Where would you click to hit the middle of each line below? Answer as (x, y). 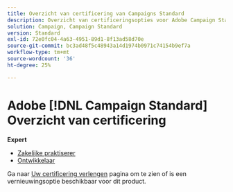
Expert (17, 139)
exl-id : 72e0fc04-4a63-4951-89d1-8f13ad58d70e (76, 40)
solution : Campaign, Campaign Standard (65, 26)
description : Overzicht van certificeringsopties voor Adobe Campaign (111, 20)
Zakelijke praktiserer (46, 152)
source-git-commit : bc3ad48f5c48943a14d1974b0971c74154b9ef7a (99, 46)
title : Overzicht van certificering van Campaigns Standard (96, 14)
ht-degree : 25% (29, 65)
